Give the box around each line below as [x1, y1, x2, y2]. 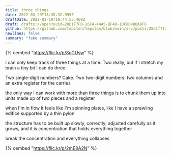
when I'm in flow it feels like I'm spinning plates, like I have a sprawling [5, 105, 153, 111]
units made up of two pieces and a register [5, 95, 95, 101]
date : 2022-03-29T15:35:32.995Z [5, 12, 74, 17]
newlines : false [5, 31, 40, 36]
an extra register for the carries [5, 80, 71, 86]
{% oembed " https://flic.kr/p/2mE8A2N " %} [5, 145, 97, 151]
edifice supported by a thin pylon [5, 110, 75, 116]
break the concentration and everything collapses [5, 135, 110, 141]
